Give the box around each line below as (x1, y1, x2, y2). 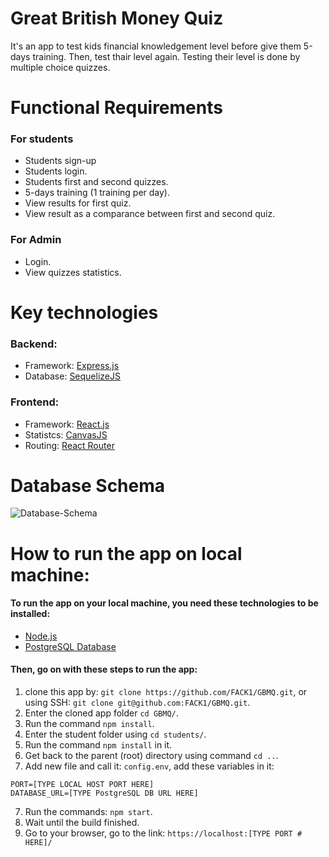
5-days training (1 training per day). (24, 187, 171, 199)
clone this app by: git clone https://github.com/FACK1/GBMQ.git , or (24, 686, 308, 698)
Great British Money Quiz (10, 7, 224, 30)
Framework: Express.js (24, 360, 120, 372)
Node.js (24, 630, 58, 642)
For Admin (10, 233, 62, 247)
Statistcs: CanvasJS (24, 428, 108, 441)
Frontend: (10, 395, 60, 409)
